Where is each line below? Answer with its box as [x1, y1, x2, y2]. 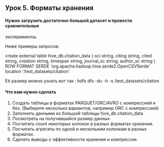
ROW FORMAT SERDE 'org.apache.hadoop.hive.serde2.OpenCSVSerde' [5, 63, 150, 69]
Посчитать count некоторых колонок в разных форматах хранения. [12, 121, 154, 126]
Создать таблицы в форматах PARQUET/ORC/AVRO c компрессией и [12, 100, 156, 106]
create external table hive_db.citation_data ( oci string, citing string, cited [5, 52, 152, 58]
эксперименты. [5, 34, 38, 40]
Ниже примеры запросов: [5, 43, 60, 49]
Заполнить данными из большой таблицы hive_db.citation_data [12, 110, 143, 116]
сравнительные [5, 23, 39, 28]
